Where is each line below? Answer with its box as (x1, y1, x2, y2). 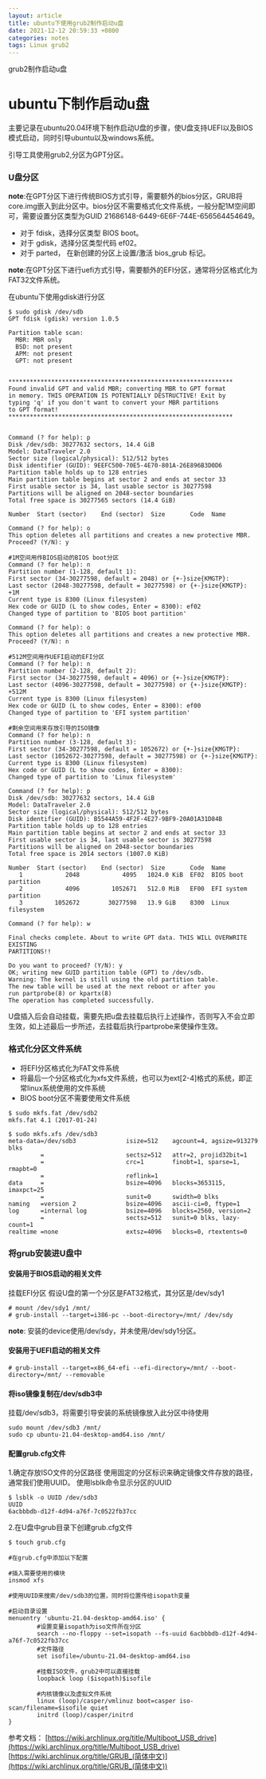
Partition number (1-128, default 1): (8, 568, 137, 576)
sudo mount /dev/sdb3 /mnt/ (8, 1424, 102, 1432)
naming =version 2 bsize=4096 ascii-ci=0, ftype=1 (8, 1200, 241, 1208)
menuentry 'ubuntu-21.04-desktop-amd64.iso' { (8, 1615, 166, 1623)
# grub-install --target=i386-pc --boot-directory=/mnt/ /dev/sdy (8, 1311, 233, 1319)
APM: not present (15, 350, 73, 358)
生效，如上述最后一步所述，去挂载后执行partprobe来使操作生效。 (8, 1022, 223, 1032)
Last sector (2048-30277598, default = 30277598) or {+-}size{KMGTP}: (8, 582, 248, 590)
